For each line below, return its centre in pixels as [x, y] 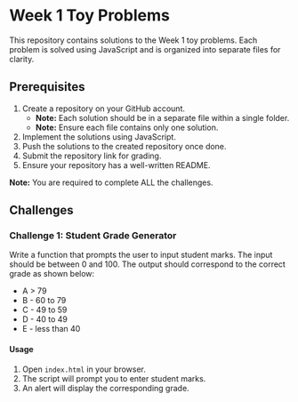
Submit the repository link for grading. [92, 156]
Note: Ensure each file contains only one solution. [127, 127]
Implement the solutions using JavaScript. [99, 137]
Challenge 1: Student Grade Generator [93, 236]
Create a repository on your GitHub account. [103, 109]
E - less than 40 [51, 329]
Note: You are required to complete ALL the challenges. [111, 182]
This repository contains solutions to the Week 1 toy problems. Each [133, 40]
